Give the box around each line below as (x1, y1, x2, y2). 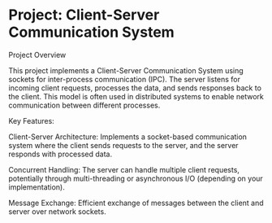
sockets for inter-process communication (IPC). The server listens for (8, 74, 241, 84)
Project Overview (8, 50, 67, 59)
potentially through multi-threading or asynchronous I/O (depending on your (8, 173, 264, 183)
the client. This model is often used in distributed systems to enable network (8, 91, 264, 101)
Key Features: (8, 116, 54, 125)
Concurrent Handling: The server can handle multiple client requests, (8, 164, 240, 174)
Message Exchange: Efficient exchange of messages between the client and (8, 198, 264, 208)
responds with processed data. (8, 149, 112, 159)
